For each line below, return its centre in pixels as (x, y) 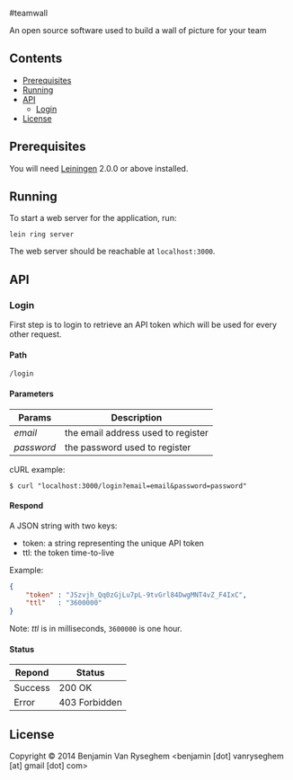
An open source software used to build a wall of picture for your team (138, 30)
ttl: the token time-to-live (68, 553)
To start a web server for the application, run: (93, 218)
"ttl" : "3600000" (64, 603)
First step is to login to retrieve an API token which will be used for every (143, 325)
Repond (32, 673)
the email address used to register (136, 432)
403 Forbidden (91, 703)
